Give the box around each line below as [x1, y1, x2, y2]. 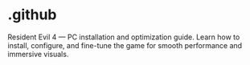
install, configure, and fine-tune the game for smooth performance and [7, 40, 243, 50]
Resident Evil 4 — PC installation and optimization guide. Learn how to [7, 32, 240, 42]
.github [7, 6, 57, 24]
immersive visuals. [7, 49, 69, 59]
